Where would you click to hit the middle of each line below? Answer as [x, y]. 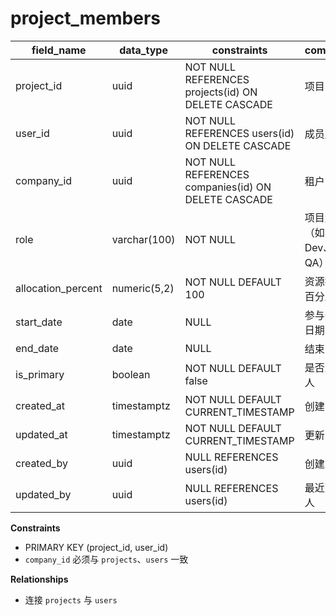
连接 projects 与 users [71, 599]
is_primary [40, 374]
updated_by [43, 494]
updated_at [41, 434]
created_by [41, 463]
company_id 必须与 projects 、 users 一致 [106, 559]
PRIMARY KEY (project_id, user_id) [96, 547]
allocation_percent [59, 288]
